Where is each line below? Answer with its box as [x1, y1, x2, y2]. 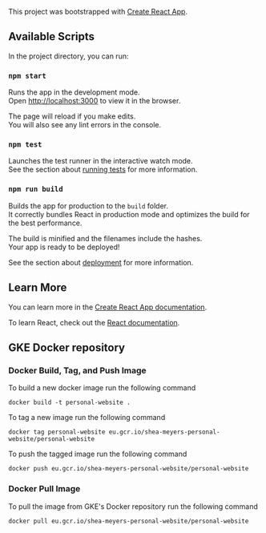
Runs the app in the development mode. [8, 87, 140, 97]
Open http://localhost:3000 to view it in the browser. [8, 96, 181, 106]
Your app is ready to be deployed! [8, 242, 120, 252]
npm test [8, 140, 42, 149]
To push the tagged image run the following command [8, 449, 187, 459]
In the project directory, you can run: [8, 51, 129, 61]
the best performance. [8, 218, 83, 228]
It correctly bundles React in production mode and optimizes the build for [8, 209, 250, 219]
